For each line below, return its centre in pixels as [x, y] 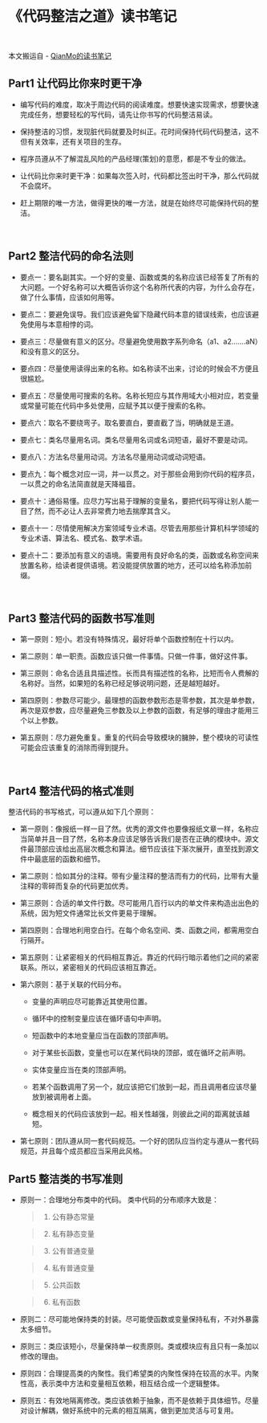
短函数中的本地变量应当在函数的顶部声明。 [102, 1036]
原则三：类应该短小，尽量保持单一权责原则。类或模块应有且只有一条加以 [139, 1346]
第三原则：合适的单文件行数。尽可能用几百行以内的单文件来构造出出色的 [139, 903]
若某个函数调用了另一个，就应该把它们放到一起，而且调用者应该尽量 [144, 1087]
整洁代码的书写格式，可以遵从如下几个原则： [82, 812]
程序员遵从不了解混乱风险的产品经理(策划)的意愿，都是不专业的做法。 [135, 158]
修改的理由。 [41, 1356]
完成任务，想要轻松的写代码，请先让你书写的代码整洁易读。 [118, 114]
